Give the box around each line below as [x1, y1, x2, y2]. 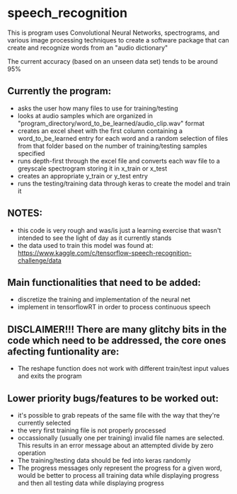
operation [17, 449, 46, 457]
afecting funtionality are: [7, 345, 120, 357]
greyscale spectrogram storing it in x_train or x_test [17, 164, 168, 173]
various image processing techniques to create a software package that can [7, 35, 230, 44]
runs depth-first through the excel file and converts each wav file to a [17, 156, 221, 165]
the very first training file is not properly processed [17, 426, 166, 435]
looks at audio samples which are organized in [17, 111, 154, 120]
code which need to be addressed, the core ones [7, 334, 226, 346]
